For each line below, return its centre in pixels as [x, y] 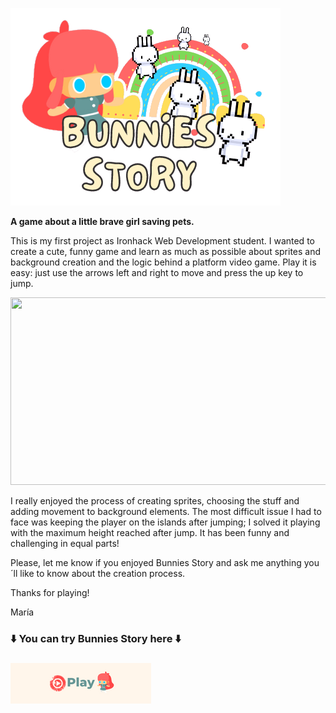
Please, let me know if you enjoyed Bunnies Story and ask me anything [156, 562]
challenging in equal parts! [65, 543]
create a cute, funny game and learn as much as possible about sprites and [166, 251]
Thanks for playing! [50, 592]
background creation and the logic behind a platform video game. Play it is [163, 262]
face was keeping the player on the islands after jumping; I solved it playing [165, 522]
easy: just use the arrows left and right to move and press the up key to [157, 272]
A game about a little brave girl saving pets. [102, 221]
